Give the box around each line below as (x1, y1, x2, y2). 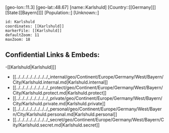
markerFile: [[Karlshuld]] (5, 28, 62, 33)
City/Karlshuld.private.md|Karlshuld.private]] (12, 100, 106, 106)
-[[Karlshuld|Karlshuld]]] (5, 64, 57, 70)
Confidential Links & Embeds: (5, 50, 100, 59)
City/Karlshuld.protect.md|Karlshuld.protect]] (12, 90, 107, 96)
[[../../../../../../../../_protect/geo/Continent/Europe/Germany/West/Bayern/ (12, 84, 163, 90)
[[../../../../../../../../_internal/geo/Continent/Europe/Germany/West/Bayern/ (12, 74, 164, 80)
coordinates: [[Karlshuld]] (5, 24, 65, 29)
